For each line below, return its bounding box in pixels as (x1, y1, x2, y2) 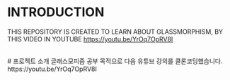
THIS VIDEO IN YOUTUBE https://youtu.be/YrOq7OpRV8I (7, 34, 173, 43)
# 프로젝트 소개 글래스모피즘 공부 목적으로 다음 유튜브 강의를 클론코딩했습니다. (7, 57, 223, 65)
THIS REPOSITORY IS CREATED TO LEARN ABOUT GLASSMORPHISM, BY (7, 27, 224, 36)
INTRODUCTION (7, 4, 105, 20)
